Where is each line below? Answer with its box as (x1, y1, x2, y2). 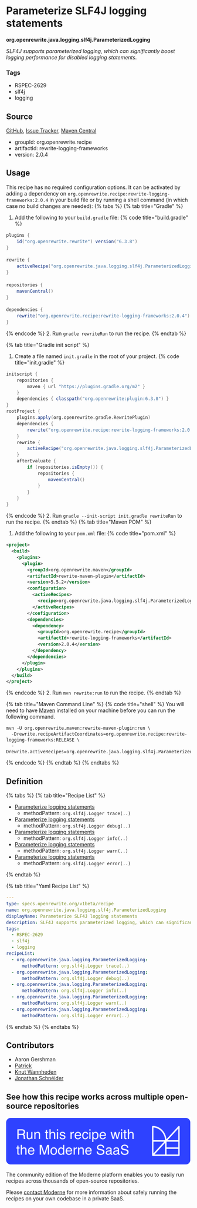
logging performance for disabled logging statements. (6, 54, 137, 61)
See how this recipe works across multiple (6, 1091, 164, 1102)
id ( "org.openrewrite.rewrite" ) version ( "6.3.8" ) (16, 239, 138, 244)
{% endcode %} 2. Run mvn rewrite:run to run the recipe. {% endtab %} (6, 689, 182, 696)
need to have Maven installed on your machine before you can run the (6, 707, 176, 714)
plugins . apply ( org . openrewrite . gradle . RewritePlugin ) (16, 415, 151, 421)
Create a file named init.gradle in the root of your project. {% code (14, 352, 180, 360)
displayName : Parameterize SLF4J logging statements (6, 913, 138, 919)
